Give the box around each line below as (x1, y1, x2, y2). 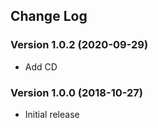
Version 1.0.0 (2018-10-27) (10, 85, 144, 99)
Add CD (24, 60, 58, 73)
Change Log (10, 8, 88, 25)
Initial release (24, 108, 80, 120)
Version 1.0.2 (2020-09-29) (10, 38, 149, 52)
